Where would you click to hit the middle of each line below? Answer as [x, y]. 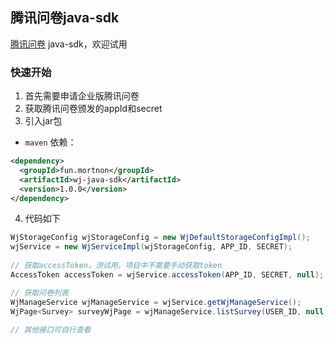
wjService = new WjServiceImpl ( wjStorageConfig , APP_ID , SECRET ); [151, 247]
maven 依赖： [50, 142]
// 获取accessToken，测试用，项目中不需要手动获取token [116, 266]
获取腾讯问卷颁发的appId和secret [93, 109]
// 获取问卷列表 [39, 293]
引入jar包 [43, 121]
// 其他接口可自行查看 [51, 330]
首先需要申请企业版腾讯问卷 [82, 96]
